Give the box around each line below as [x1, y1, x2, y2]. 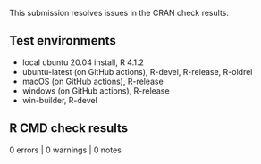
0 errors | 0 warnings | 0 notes [9, 144, 122, 155]
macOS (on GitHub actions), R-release [21, 76, 164, 86]
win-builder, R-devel [21, 94, 98, 105]
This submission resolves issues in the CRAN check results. [9, 8, 230, 18]
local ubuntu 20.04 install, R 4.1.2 [21, 57, 145, 68]
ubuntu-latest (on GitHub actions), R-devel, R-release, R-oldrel [21, 66, 253, 77]
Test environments [9, 33, 116, 48]
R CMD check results [9, 120, 129, 136]
